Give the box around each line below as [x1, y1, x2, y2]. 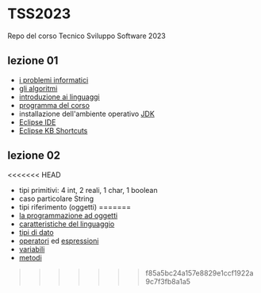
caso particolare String [18, 194, 94, 203]
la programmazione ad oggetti [18, 210, 118, 220]
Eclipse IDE [18, 117, 56, 127]
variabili [18, 244, 45, 254]
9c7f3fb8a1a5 [145, 276, 191, 286]
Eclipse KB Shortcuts [18, 125, 88, 135]
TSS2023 [7, 5, 71, 23]
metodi [18, 253, 43, 262]
